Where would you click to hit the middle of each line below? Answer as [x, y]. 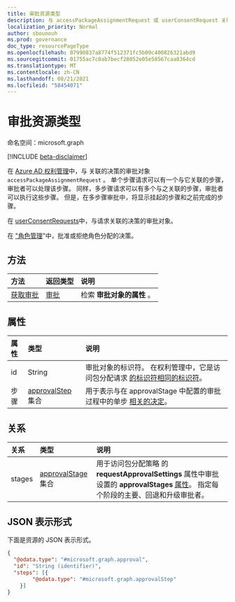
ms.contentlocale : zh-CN [43, 72]
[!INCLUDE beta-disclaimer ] [47, 157]
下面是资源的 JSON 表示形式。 [51, 540]
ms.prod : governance [37, 40]
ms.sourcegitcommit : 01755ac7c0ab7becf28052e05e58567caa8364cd [101, 59]
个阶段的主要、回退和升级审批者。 [152, 495]
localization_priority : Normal [53, 27]
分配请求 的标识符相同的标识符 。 [153, 378]
